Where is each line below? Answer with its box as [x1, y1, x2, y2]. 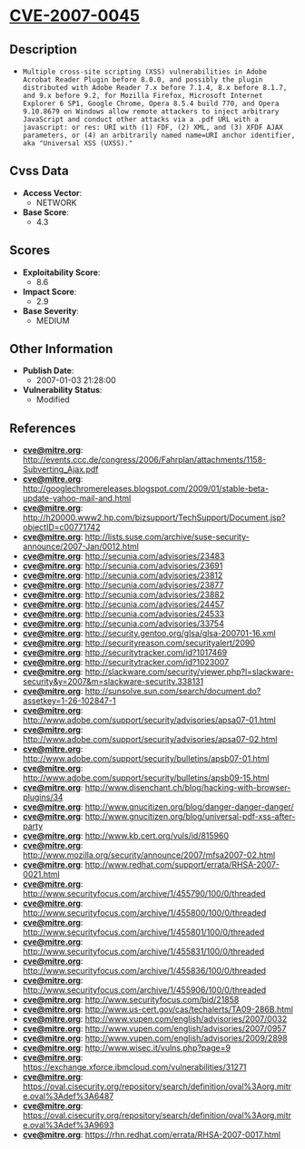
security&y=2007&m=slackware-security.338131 [22, 676, 204, 687]
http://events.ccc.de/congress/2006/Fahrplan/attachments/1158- [22, 455, 267, 466]
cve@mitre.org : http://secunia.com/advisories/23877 [22, 580, 224, 591]
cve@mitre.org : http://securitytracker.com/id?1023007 [22, 657, 230, 668]
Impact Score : [22, 286, 77, 297]
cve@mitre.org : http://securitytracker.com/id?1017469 [22, 647, 228, 658]
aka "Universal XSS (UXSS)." [22, 139, 133, 148]
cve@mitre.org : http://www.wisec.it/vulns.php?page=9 [22, 1043, 231, 1054]
